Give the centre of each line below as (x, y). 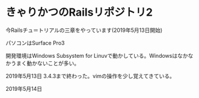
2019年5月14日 (24, 88)
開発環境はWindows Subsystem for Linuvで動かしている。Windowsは (92, 55)
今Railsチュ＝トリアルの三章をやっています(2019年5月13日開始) (84, 30)
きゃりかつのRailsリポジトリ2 (79, 12)
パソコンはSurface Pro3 (35, 43)
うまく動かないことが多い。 (45, 63)
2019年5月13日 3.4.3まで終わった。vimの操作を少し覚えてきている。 (90, 76)
